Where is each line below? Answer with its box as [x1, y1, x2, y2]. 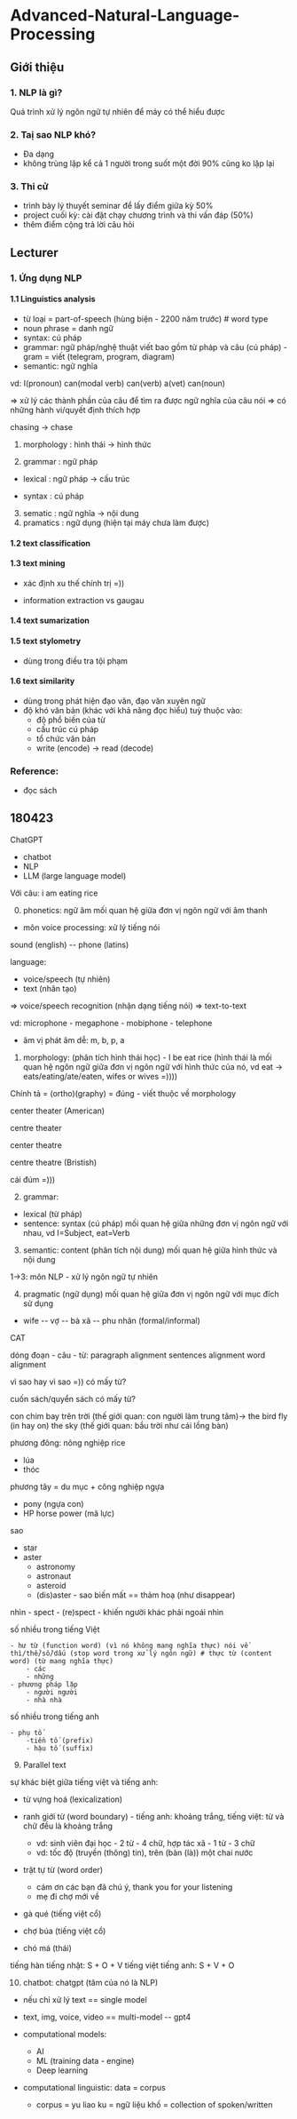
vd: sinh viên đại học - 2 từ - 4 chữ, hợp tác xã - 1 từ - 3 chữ [35, 1837, 255, 1848]
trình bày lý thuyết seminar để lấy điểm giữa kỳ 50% [22, 201, 214, 211]
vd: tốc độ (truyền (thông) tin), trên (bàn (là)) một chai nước [35, 1847, 254, 1858]
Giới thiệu [10, 60, 65, 75]
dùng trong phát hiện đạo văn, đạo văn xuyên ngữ [22, 695, 207, 706]
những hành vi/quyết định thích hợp [10, 404, 141, 415]
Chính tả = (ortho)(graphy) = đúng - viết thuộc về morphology [10, 1087, 237, 1098]
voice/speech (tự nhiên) [22, 974, 111, 984]
